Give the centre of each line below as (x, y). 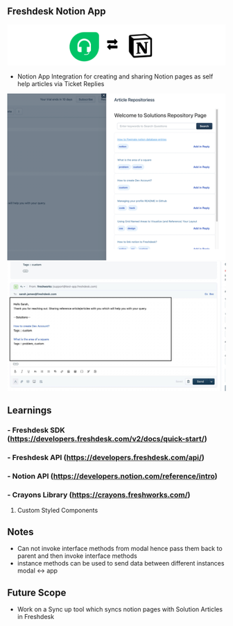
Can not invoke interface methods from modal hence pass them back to (120, 549)
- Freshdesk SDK (36, 430)
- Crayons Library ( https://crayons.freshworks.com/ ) (99, 495)
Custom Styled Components (58, 510)
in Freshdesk (35, 617)
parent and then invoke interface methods (77, 556)
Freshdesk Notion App (57, 11)
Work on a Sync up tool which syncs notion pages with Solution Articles (120, 609)
